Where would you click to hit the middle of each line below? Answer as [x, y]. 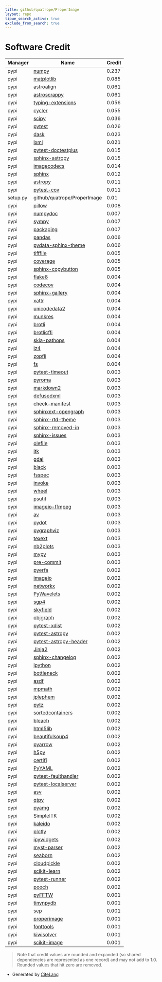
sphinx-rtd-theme [55, 420]
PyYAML [43, 768]
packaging [45, 230]
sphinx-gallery [50, 293]
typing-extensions [55, 103]
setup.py [18, 198]
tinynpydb [45, 903]
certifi [40, 760]
